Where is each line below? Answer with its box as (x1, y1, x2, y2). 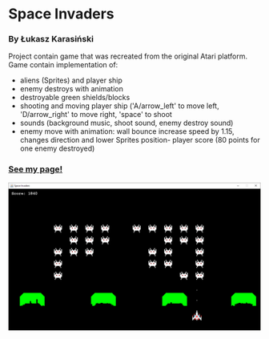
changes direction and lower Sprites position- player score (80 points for (19, 135, 260, 145)
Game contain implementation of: (8, 60, 118, 70)
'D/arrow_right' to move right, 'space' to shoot (19, 110, 172, 119)
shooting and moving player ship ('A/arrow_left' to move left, (19, 101, 219, 111)
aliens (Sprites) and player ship (19, 75, 122, 85)
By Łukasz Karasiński (8, 34, 94, 45)
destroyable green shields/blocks (19, 93, 130, 103)
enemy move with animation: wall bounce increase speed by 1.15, (19, 127, 235, 136)
